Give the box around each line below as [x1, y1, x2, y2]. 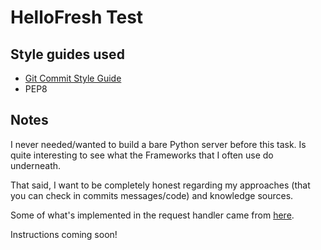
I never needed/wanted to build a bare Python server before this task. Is [10, 138, 307, 150]
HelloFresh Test [10, 6, 144, 29]
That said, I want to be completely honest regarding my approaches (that [10, 179, 311, 191]
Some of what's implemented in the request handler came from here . [10, 209, 295, 221]
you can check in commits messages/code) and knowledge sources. [10, 189, 294, 201]
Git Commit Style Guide [24, 72, 122, 84]
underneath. [10, 159, 62, 171]
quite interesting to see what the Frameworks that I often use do [10, 149, 274, 161]
